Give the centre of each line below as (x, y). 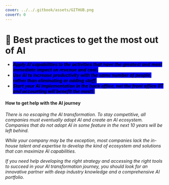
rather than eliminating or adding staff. (55, 81)
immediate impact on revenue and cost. (55, 70)
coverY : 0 (16, 15)
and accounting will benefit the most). (54, 91)
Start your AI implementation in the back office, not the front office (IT (88, 86)
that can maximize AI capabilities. (41, 151)
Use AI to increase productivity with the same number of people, (82, 75)
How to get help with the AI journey (43, 103)
